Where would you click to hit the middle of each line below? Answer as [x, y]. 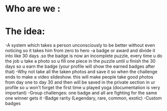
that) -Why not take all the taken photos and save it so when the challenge [82, 72]
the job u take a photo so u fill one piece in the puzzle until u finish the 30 [81, 61]
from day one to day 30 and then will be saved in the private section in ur [80, 82]
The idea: [25, 32]
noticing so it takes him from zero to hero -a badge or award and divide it [80, 51]
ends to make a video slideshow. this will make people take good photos [79, 77]
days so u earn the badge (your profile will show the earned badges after [80, 66]
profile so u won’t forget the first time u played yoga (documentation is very [83, 88]
